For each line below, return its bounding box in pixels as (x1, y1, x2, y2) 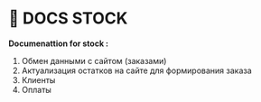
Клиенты (21, 74, 56, 85)
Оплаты (21, 84, 51, 95)
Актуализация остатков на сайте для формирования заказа (21, 65, 252, 76)
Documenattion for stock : (8, 38, 109, 49)
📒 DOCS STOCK (8, 8, 128, 29)
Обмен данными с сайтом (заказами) (21, 55, 167, 66)
